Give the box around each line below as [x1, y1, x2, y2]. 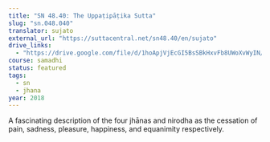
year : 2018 [8, 94, 45, 102]
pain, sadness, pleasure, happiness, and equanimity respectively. [8, 124, 225, 134]
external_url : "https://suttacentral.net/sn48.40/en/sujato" [8, 34, 218, 43]
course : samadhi [8, 57, 63, 65]
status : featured [8, 64, 67, 72]
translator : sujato [8, 26, 74, 34]
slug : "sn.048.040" [8, 19, 74, 27]
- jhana [15, 86, 42, 95]
